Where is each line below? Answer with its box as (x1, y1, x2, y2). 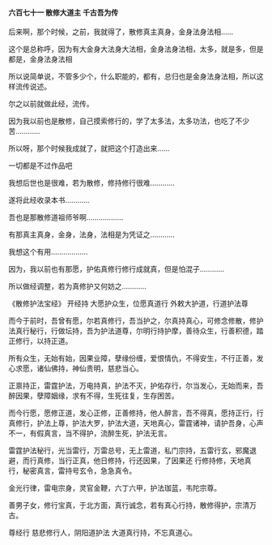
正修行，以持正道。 (8, 337, 73, 346)
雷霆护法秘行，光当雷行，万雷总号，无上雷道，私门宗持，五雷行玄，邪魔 (8, 446, 249, 456)
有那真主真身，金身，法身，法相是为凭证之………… (8, 230, 176, 239)
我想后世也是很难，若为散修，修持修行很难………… (8, 178, 176, 188)
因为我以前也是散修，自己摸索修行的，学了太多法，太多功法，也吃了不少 (8, 116, 249, 126)
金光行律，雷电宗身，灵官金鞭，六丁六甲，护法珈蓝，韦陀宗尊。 (8, 483, 221, 493)
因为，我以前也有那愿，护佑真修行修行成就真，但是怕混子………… (8, 264, 225, 274)
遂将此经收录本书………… (8, 195, 91, 205)
